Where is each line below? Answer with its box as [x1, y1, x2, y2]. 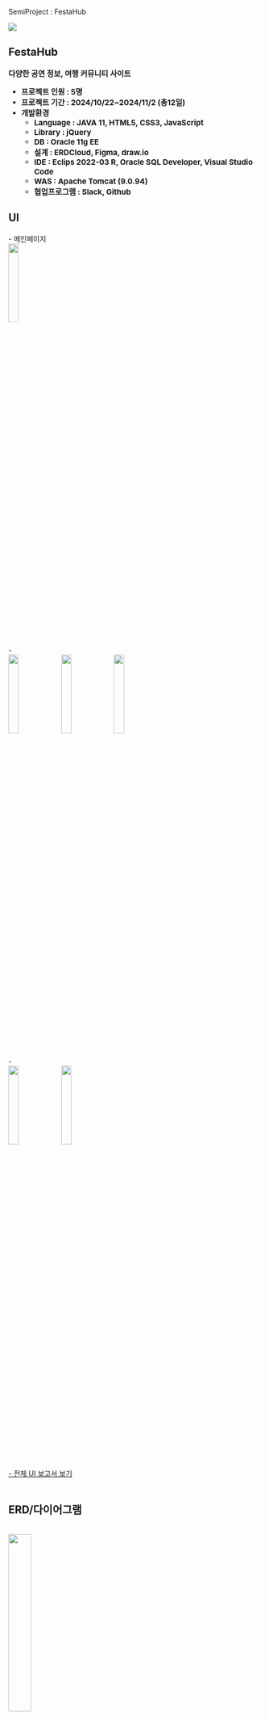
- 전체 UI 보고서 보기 [8, 1468, 72, 1478]
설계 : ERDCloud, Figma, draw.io [34, 147, 149, 158]
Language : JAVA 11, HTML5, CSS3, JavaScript [34, 117, 204, 128]
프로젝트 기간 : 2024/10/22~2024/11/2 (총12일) [21, 97, 186, 107]
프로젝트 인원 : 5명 [21, 86, 83, 97]
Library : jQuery [34, 127, 92, 137]
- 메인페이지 [8, 233, 47, 243]
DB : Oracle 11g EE [34, 137, 99, 147]
